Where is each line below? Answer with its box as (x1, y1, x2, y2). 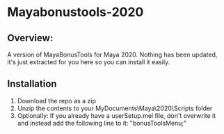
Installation (7, 78, 57, 90)
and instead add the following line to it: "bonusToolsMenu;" (17, 119, 187, 127)
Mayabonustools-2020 (7, 4, 144, 20)
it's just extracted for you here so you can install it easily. (7, 58, 170, 66)
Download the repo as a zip (17, 96, 96, 105)
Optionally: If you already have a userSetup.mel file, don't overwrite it (17, 111, 216, 119)
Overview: (7, 32, 54, 44)
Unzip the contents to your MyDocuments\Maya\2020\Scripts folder (17, 104, 213, 112)
